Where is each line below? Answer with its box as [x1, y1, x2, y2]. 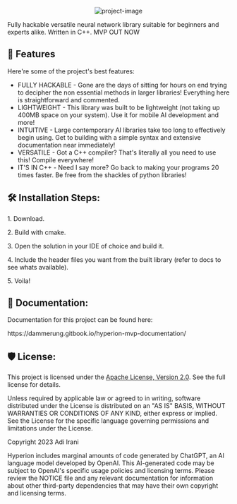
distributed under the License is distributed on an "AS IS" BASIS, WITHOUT [7, 402, 226, 410]
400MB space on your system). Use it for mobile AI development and [17, 110, 219, 119]
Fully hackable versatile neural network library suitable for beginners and [7, 20, 219, 28]
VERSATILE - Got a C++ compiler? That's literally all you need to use [17, 148, 217, 157]
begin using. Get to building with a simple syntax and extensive [17, 133, 201, 141]
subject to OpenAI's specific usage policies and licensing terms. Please [7, 467, 215, 475]
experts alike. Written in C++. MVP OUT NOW [7, 28, 140, 36]
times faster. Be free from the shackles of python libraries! [17, 170, 187, 179]
